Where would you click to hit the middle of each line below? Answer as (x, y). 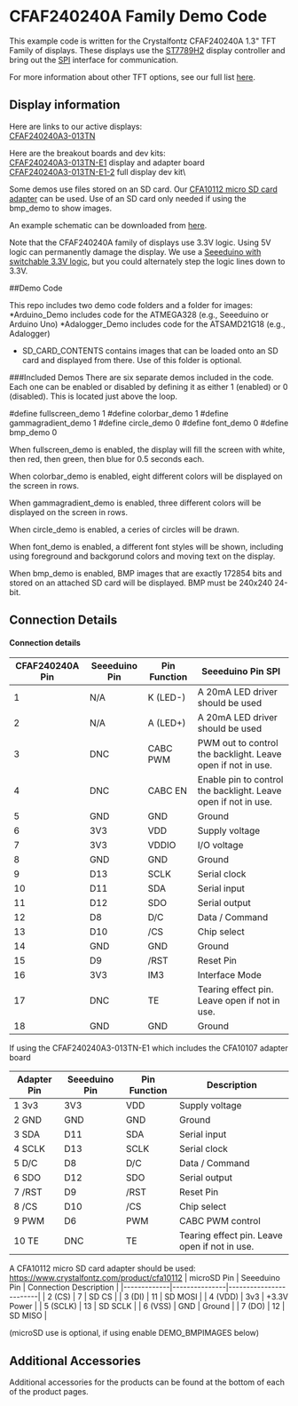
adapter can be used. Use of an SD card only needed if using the (128, 198)
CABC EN (168, 790)
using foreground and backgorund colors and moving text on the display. (142, 556)
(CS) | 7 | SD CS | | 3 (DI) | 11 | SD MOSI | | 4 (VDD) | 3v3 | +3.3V (171, 1297)
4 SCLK (30, 1149)
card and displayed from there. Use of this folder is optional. (132, 360)
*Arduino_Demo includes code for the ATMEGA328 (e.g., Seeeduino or (139, 314)
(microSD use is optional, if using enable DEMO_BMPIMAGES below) (134, 1333)
